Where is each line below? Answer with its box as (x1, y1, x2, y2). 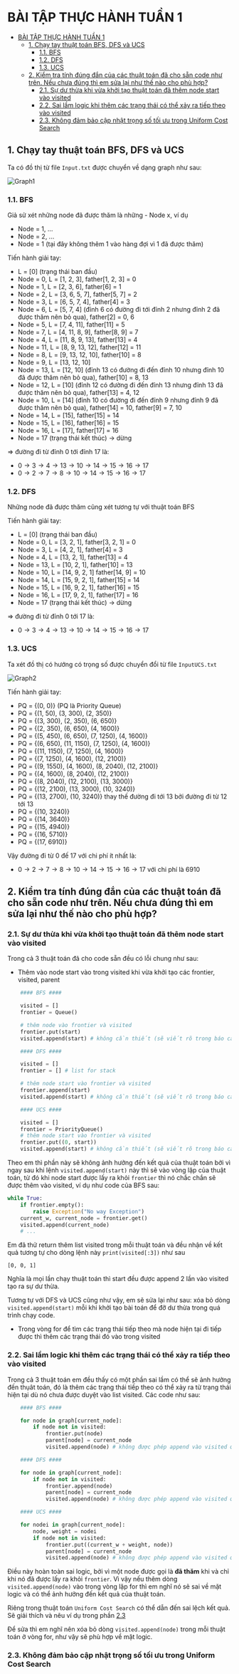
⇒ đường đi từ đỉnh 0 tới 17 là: (7, 612, 95, 621)
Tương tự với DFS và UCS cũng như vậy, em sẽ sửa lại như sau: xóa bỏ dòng (7, 1296, 230, 1305)
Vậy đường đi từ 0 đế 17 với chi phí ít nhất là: (7, 851, 137, 860)
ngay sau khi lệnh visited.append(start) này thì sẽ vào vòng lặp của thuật (7, 1166, 226, 1174)
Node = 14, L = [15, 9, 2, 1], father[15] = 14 (17, 576, 140, 584)
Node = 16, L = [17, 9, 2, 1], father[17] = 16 (17, 591, 139, 599)
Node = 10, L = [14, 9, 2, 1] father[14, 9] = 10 (17, 568, 146, 577)
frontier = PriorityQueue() (20, 1125, 103, 1133)
